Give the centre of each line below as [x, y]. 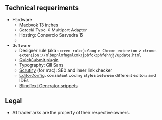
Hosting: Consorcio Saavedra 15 [51, 35]
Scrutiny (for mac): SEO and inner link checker [66, 70]
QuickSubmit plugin [39, 60]
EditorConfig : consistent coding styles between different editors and [88, 75]
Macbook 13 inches [39, 25]
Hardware [22, 19]
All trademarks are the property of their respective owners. [71, 112]
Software [21, 45]
